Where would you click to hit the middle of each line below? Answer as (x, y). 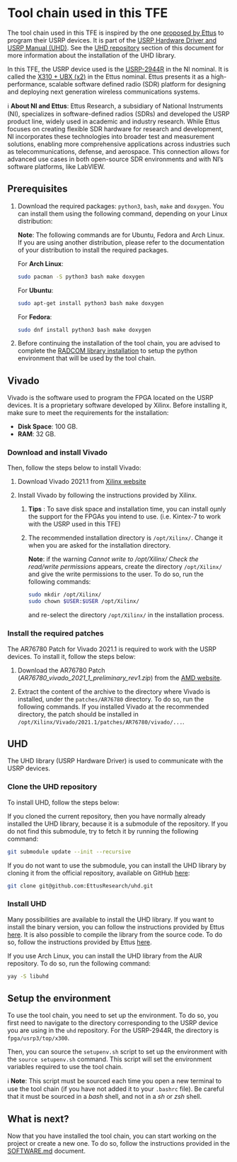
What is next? (38, 1119)
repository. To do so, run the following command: (79, 963)
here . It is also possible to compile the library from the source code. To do (115, 934)
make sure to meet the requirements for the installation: (88, 413)
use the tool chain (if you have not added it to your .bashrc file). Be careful (116, 1089)
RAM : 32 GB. (37, 434)
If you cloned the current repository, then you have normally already (106, 816)
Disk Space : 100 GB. (47, 426)
